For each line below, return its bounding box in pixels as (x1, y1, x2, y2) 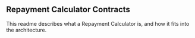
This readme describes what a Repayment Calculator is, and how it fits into (6, 20, 190, 27)
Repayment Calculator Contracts (6, 5, 131, 15)
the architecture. (6, 26, 47, 33)
